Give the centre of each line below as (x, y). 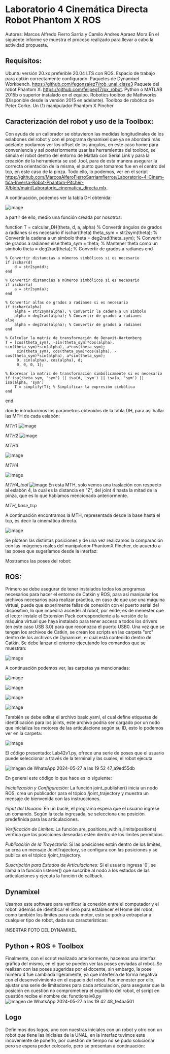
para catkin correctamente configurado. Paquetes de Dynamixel (72, 78)
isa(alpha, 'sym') (25, 382)
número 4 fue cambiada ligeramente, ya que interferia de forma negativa (81, 974)
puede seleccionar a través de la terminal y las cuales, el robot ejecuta (79, 759)
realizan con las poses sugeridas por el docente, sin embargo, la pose (79, 969)
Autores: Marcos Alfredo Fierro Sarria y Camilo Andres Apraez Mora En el (82, 34)
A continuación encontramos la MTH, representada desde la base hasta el (83, 515)
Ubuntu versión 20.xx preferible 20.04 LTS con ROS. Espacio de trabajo (80, 73)
